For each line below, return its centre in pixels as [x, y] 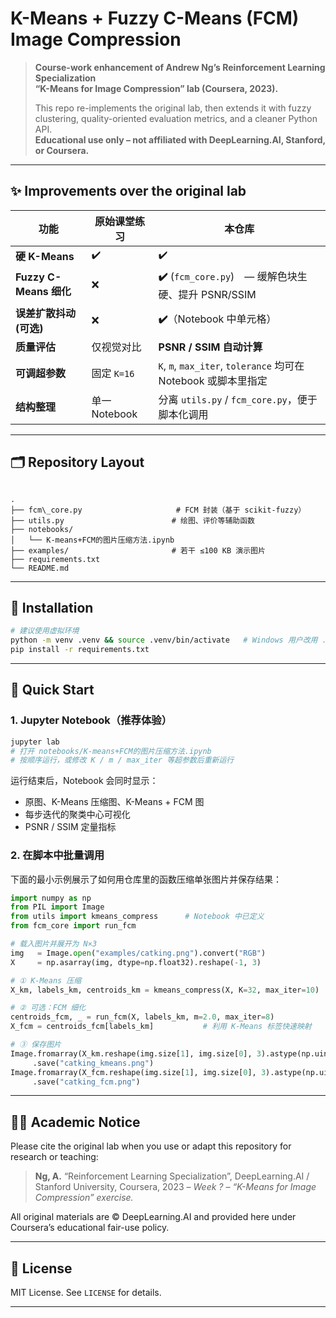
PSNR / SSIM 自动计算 [210, 347]
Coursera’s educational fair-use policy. [90, 1228]
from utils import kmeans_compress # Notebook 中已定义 [137, 917]
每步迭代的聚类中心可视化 [77, 814]
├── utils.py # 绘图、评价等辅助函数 [132, 520]
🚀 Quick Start [52, 690]
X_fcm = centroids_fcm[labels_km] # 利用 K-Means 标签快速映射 [161, 1027]
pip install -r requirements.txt [80, 650]
